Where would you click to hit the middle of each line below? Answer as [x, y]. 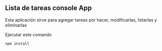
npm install [17, 44]
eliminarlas [16, 25]
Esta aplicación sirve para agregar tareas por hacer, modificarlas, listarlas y [81, 20]
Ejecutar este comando [28, 34]
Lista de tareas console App [48, 8]
